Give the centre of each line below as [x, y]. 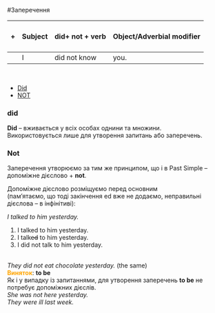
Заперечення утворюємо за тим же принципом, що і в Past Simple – [107, 168]
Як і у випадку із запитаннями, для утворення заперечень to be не [105, 280]
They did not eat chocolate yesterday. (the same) [77, 265]
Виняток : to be [29, 273]
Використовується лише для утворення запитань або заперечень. [105, 135]
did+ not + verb [81, 36]
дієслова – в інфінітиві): [41, 203]
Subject [35, 36]
